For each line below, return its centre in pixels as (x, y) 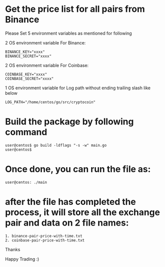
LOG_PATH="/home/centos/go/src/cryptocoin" (50, 102)
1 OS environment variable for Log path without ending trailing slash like (78, 88)
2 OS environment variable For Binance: (46, 42)
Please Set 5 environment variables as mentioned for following (68, 33)
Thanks (13, 249)
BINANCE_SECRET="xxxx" (28, 56)
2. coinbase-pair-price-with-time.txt (45, 240)
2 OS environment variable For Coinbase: (47, 65)
